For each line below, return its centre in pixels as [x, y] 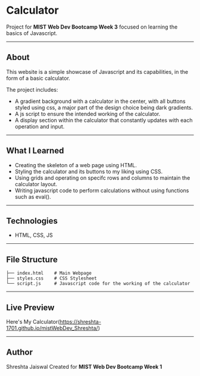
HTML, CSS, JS [34, 235]
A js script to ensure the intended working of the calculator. [87, 114]
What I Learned [35, 151]
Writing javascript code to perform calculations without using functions [102, 190]
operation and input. [40, 126]
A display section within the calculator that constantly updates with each [104, 120]
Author [19, 352]
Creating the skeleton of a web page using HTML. [76, 165]
